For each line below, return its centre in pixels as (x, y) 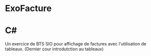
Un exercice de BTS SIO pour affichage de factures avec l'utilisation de (76, 44)
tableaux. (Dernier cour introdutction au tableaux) (54, 49)
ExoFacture (28, 8)
